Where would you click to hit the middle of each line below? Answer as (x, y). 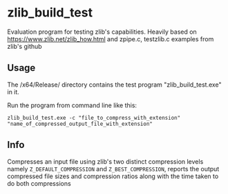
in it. (13, 91)
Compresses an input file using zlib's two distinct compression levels (105, 161)
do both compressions (39, 183)
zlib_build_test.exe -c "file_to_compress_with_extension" (94, 118)
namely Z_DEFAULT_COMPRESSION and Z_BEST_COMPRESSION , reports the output (113, 169)
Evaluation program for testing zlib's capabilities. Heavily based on (102, 32)
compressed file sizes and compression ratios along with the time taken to (113, 176)
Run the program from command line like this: (72, 105)
